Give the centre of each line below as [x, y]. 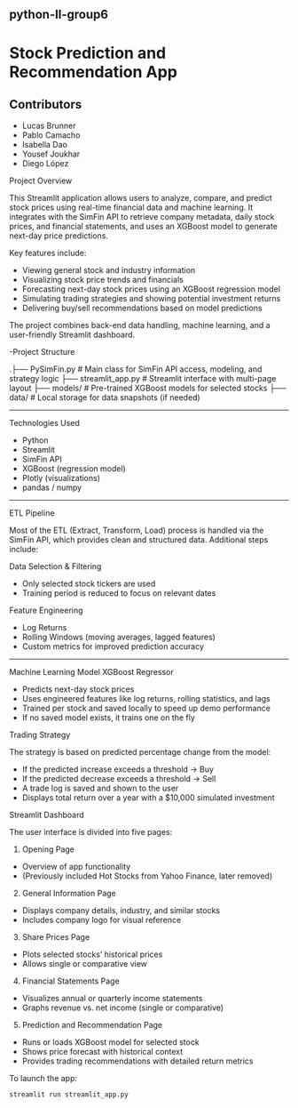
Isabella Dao [45, 145]
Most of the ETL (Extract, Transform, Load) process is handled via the [137, 530]
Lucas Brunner [49, 126]
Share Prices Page [56, 937]
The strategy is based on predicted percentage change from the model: [140, 752]
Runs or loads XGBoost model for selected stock [110, 1042]
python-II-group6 [59, 15]
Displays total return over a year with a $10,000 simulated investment [148, 798]
